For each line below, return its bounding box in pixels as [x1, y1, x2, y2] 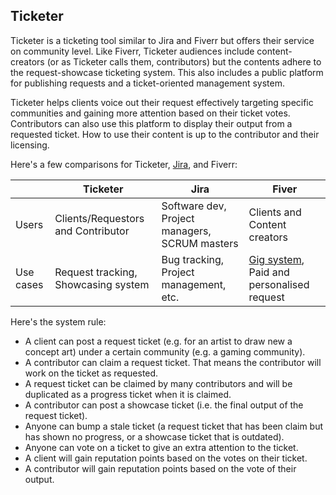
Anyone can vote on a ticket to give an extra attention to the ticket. [24, 441, 299, 453]
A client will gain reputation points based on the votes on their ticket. [24, 452, 308, 464]
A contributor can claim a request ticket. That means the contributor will [24, 356, 322, 368]
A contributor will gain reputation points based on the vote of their [24, 462, 297, 474]
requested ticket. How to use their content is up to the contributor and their [10, 128, 320, 140]
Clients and [248, 205, 302, 219]
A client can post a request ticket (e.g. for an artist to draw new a [24, 335, 293, 347]
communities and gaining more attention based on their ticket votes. [10, 107, 291, 119]
